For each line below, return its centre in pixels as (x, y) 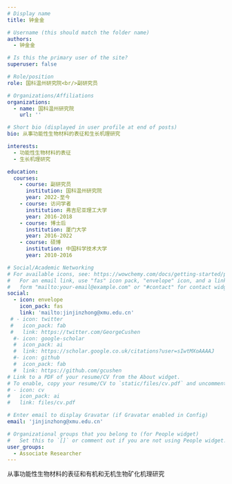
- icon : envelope (38, 300)
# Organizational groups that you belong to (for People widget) (103, 434)
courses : (26, 178)
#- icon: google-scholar (49, 338)
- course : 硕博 (40, 243)
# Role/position (30, 77)
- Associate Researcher (47, 454)
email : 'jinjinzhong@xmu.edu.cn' (55, 422)
